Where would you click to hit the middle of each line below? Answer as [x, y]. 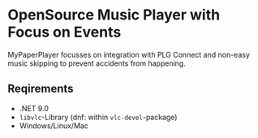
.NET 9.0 [34, 108]
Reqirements [41, 89]
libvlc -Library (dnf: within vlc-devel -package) [98, 117]
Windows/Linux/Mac [54, 125]
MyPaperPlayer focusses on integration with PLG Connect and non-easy [129, 54]
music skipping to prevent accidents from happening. [97, 63]
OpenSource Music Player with [114, 15]
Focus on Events [64, 32]
